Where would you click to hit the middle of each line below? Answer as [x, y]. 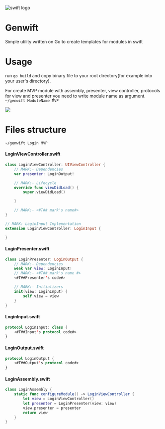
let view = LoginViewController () [59, 399]
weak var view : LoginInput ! [43, 269]
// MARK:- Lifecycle [35, 183]
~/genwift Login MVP [27, 143]
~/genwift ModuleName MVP [32, 101]
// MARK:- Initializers [39, 287]
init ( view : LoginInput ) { [41, 291]
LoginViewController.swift [33, 154]
